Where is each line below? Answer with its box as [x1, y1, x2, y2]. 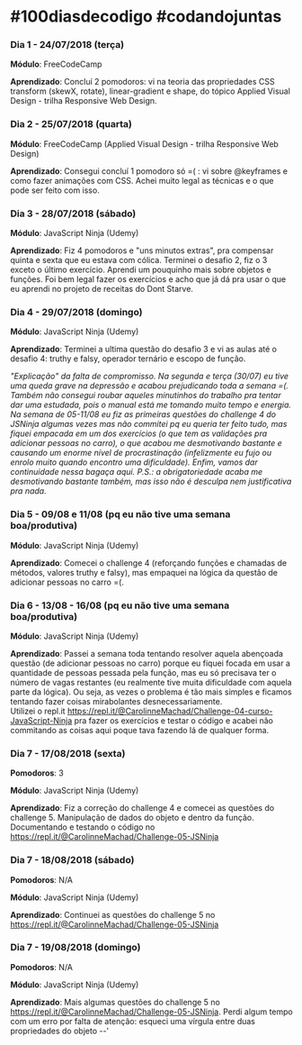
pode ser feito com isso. [10, 185, 100, 195]
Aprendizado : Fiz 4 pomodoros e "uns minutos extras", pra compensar [10, 245, 274, 256]
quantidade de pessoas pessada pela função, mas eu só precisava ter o [10, 667, 277, 677]
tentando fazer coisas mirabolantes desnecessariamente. [10, 695, 223, 706]
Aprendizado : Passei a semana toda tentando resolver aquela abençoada [10, 648, 284, 659]
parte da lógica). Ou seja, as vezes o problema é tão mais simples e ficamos [10, 686, 292, 697]
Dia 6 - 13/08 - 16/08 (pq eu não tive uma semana [10, 599, 230, 612]
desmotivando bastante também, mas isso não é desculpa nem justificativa [10, 476, 292, 487]
